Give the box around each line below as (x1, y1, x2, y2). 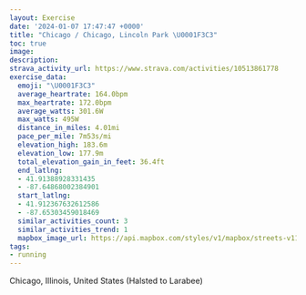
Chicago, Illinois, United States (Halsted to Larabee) (9, 275, 203, 287)
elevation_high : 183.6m (17, 140, 107, 149)
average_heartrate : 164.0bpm (17, 89, 128, 98)
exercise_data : (9, 73, 67, 82)
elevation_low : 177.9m (17, 148, 104, 158)
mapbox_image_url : (17, 233, 88, 242)
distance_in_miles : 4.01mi (17, 124, 120, 133)
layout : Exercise (9, 13, 76, 23)
